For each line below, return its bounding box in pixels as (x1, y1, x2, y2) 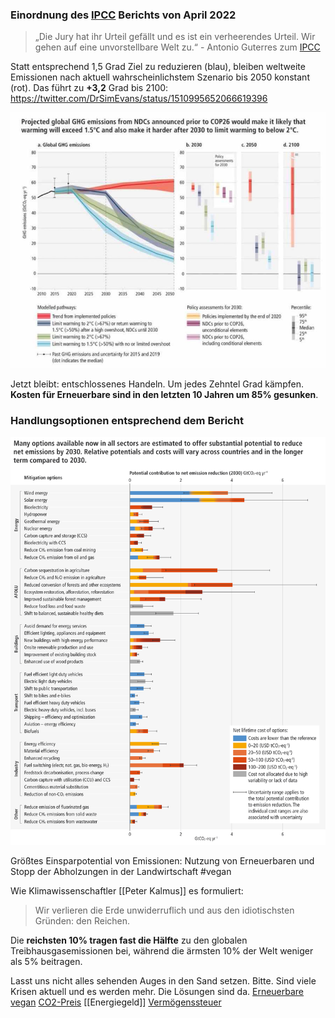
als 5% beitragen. (10, 956, 83, 968)
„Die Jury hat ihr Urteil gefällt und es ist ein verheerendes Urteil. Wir (34, 31, 316, 43)
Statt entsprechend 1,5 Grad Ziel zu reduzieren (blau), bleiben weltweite (10, 61, 306, 73)
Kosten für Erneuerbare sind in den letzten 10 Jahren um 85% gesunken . (10, 388, 319, 400)
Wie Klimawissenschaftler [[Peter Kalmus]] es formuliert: (10, 885, 244, 897)
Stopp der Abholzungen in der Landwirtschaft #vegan (10, 866, 232, 878)
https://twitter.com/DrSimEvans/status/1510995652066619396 (10, 93, 268, 105)
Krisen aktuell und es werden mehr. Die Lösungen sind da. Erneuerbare (10, 986, 305, 998)
